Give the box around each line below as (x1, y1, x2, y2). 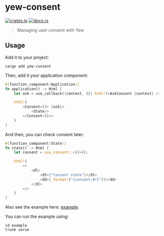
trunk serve (5, 227, 29, 233)
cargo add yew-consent (5, 64, 51, 69)
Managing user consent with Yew (17, 27, 84, 33)
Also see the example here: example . (5, 204, 80, 210)
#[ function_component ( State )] (5, 141, 67, 146)
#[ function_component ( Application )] (5, 82, 80, 87)
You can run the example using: (5, 213, 69, 219)
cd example (5, 223, 27, 228)
